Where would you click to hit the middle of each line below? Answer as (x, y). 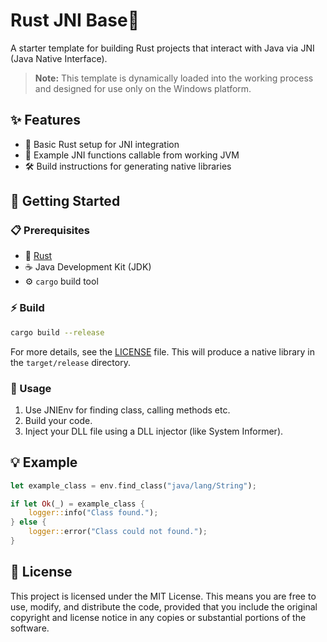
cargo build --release (57, 332)
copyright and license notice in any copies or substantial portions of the (158, 617)
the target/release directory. (70, 362)
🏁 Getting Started (65, 201)
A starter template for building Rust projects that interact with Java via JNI (162, 48)
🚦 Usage (31, 388)
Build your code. (58, 420)
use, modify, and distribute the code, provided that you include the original (164, 606)
